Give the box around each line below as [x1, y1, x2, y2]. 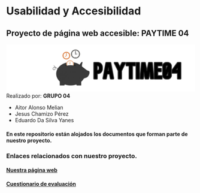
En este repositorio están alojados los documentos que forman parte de [6, 130, 188, 137]
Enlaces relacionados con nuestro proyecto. [6, 152, 138, 160]
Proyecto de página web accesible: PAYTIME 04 [6, 28, 189, 38]
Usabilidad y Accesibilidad [6, 4, 141, 18]
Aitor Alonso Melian [14, 104, 64, 111]
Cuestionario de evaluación [6, 180, 76, 187]
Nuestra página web [6, 167, 58, 174]
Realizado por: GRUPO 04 [6, 92, 71, 99]
